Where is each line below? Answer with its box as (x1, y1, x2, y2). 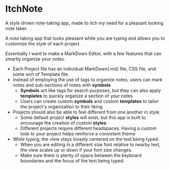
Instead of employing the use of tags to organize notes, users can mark (12, 76, 163, 82)
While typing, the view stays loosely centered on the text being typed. (12, 136, 159, 142)
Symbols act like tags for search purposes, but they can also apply (20, 87, 161, 93)
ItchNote (5, 3, 43, 15)
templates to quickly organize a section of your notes (20, 93, 133, 99)
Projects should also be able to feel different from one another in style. (12, 109, 161, 115)
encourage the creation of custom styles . (20, 120, 108, 126)
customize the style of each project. (5, 40, 81, 46)
